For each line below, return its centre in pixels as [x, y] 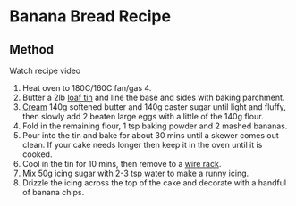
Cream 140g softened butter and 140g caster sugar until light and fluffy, [154, 107]
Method [32, 49]
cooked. [37, 154]
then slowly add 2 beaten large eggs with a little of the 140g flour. [143, 116]
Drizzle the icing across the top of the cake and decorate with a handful [154, 183]
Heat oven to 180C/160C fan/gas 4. [87, 88]
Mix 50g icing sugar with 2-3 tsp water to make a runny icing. [135, 173]
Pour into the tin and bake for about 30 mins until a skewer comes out [150, 135]
